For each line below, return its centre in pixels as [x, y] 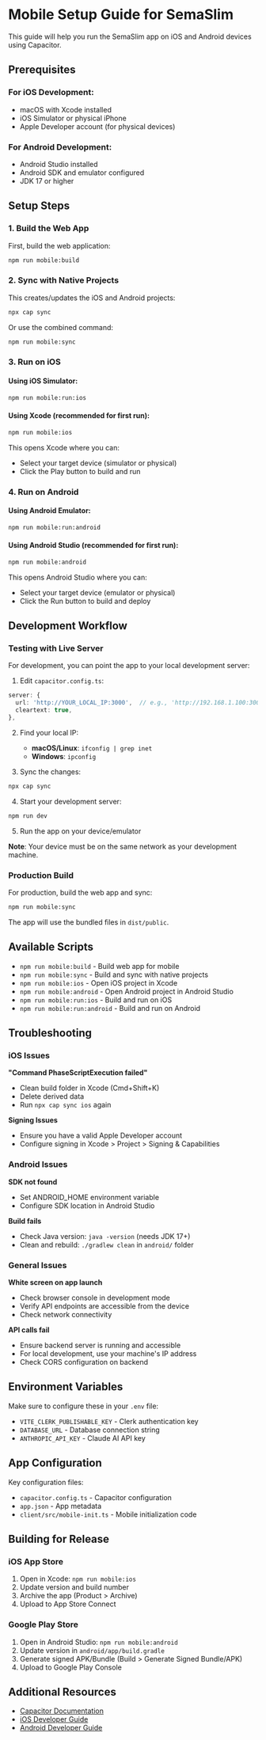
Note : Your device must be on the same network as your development [123, 846]
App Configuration [55, 1463]
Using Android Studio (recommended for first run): [93, 545]
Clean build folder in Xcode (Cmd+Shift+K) [89, 1088]
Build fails [25, 1221]
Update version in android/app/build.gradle [92, 1650]
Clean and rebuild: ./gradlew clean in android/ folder [106, 1244]
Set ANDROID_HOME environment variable [89, 1197]
